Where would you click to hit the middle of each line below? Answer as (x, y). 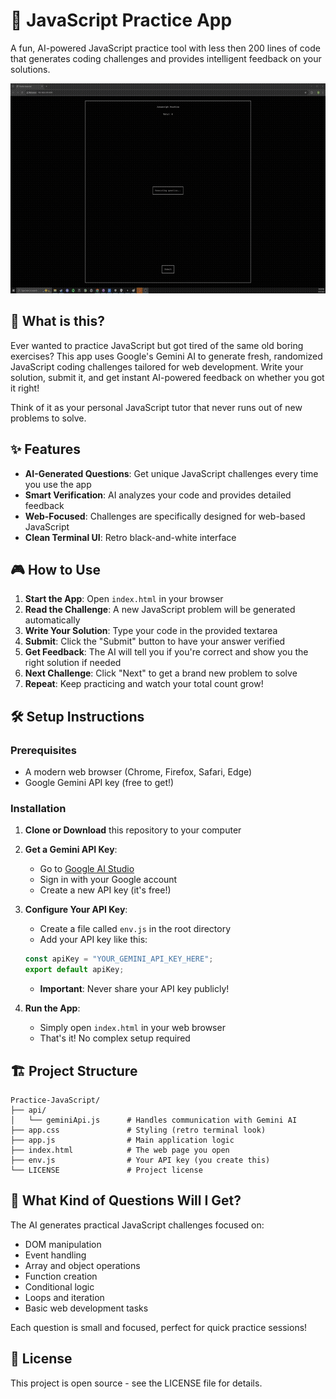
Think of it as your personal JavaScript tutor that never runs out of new (156, 407)
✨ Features (45, 449)
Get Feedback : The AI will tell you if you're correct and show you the (166, 652)
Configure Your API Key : (76, 910)
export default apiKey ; (74, 970)
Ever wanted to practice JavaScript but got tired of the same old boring (157, 345)
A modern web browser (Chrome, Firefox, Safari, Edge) (138, 772)
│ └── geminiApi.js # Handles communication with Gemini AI (154, 1120)
